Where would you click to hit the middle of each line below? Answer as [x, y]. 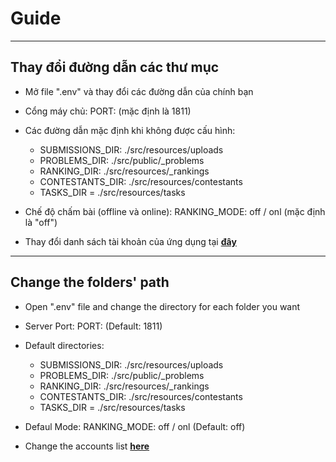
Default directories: [64, 345]
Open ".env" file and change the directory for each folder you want [162, 306]
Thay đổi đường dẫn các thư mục [115, 67]
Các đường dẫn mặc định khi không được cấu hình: [130, 130]
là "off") [41, 222]
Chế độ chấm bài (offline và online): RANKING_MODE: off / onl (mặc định [175, 211]
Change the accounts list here [87, 446]
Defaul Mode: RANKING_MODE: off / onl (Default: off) [135, 426]
